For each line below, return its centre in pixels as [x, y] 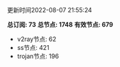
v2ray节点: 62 [37, 39]
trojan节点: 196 [38, 56]
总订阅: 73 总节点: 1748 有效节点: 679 [60, 25]
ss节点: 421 [33, 48]
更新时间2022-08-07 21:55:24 [50, 10]
